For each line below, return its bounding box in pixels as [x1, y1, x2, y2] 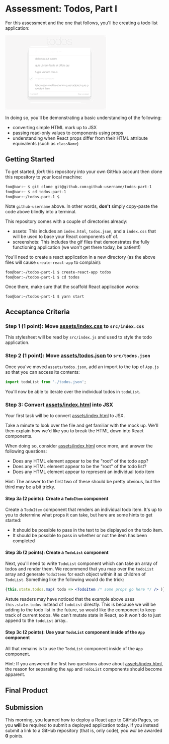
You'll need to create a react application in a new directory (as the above [5, 254, 156, 260]
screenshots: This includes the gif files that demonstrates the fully [12, 239, 150, 245]
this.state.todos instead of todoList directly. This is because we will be [5, 601, 156, 608]
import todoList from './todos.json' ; [5, 379, 87, 384]
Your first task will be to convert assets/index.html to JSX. [5, 412, 125, 419]
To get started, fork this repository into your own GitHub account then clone [5, 168, 162, 175]
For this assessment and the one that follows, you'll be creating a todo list [5, 20, 158, 26]
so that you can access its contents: [5, 369, 80, 375]
